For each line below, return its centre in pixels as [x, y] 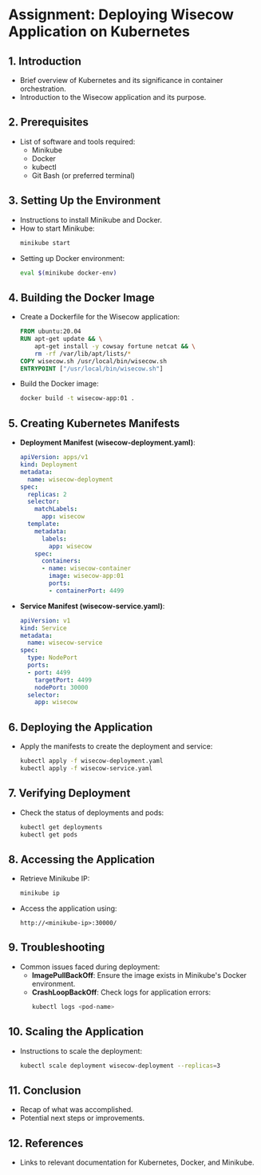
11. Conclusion [45, 1090]
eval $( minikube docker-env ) [68, 273]
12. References [46, 1143]
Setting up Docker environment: [72, 258]
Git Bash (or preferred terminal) [83, 175]
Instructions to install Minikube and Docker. [91, 220]
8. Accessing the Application [82, 859]
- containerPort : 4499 [87, 591]
